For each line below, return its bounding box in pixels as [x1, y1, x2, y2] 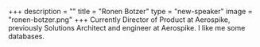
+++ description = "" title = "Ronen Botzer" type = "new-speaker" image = [8, 7, 253, 16]
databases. [8, 31, 45, 41]
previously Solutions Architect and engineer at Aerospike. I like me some [8, 23, 246, 32]
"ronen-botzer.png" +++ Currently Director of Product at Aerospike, [8, 15, 231, 24]
